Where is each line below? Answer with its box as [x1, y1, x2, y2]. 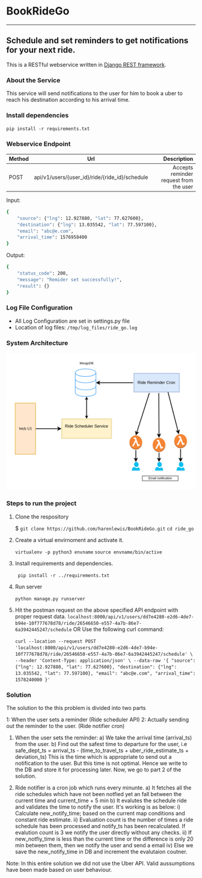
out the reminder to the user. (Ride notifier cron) [6, 722, 125, 729]
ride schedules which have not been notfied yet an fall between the [14, 790, 182, 797]
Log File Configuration [6, 304, 73, 312]
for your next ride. [6, 45, 76, 55]
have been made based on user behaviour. [6, 866, 112, 873]
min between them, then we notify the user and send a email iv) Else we [14, 841, 194, 848]
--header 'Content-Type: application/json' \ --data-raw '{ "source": [14, 658, 196, 664]
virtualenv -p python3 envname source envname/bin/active [14, 549, 162, 555]
